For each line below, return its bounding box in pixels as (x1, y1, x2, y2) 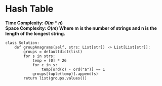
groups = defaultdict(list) (23, 49, 83, 54)
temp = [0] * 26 (32, 58, 67, 63)
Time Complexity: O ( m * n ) (5, 20, 63, 26)
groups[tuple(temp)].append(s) (32, 71, 99, 76)
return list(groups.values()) (23, 75, 87, 81)
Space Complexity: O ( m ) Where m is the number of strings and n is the (5, 25, 157, 31)
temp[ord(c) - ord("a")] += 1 (41, 67, 105, 72)
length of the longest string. (5, 30, 66, 36)
